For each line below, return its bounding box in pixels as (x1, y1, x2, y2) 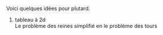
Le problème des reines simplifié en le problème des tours (14, 23, 158, 29)
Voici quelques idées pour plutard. (6, 5, 90, 12)
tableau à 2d (14, 16, 46, 23)
